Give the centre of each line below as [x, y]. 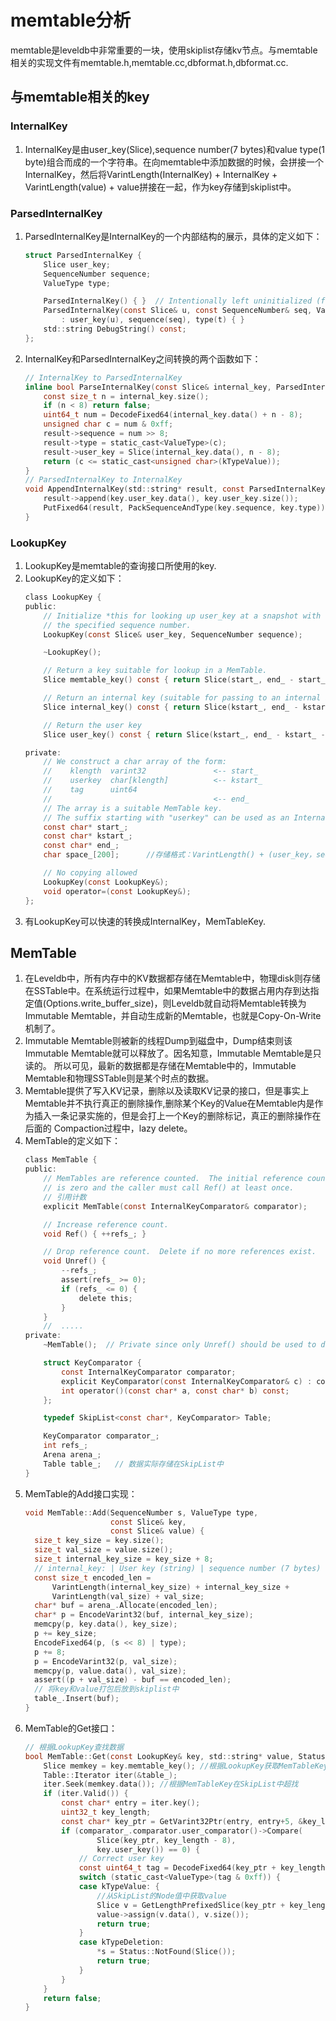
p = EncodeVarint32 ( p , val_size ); [106, 1661]
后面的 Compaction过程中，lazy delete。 [108, 1128]
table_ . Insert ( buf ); [77, 1699]
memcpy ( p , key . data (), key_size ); [106, 1624]
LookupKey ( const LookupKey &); [106, 882]
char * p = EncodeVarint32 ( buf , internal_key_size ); [144, 1615]
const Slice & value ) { [157, 1531]
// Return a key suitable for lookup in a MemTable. [155, 671]
